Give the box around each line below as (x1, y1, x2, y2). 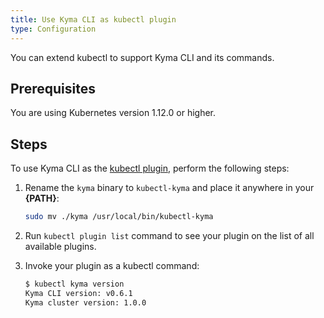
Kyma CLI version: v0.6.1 (24, 288, 133, 298)
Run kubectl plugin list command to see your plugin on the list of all (24, 230, 315, 241)
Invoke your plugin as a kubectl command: (24, 260, 200, 271)
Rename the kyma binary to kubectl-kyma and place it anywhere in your (24, 182, 315, 194)
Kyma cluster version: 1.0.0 (24, 297, 147, 308)
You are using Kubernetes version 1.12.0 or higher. (10, 107, 217, 119)
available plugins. (24, 241, 97, 252)
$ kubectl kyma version (24, 279, 125, 289)
